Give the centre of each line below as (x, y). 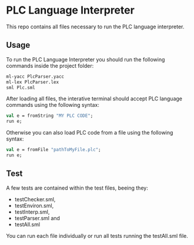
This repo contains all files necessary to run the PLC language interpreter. (95, 27)
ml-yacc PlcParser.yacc (35, 76)
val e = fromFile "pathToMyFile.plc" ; (53, 150)
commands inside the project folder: (50, 66)
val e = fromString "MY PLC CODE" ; (50, 116)
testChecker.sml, (35, 199)
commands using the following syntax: (53, 105)
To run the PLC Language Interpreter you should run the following (86, 59)
